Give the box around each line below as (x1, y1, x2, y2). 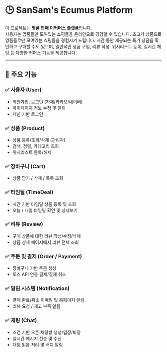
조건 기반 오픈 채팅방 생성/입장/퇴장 (12, 329, 81, 335)
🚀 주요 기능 (5, 70, 37, 79)
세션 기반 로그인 (12, 111, 43, 117)
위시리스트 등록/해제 (12, 149, 52, 155)
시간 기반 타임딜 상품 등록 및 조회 (12, 201, 76, 207)
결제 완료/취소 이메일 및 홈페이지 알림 (12, 297, 84, 303)
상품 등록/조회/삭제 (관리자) (12, 137, 66, 142)
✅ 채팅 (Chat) (5, 317, 37, 324)
